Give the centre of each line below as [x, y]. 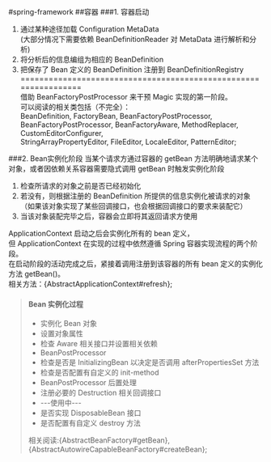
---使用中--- [61, 403]
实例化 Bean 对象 [69, 324]
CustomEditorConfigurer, [61, 133]
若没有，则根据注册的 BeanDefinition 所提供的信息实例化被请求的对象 [135, 196]
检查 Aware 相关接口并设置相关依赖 [99, 344]
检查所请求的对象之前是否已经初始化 [80, 186]
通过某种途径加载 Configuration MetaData [89, 29]
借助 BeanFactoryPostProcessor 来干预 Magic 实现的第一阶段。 [126, 97]
